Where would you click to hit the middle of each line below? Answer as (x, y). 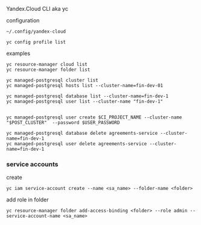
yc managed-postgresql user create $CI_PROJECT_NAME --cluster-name (94, 117)
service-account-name (33, 216)
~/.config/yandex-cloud (36, 31)
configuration (23, 20)
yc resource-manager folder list (48, 70)
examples (18, 53)
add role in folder (28, 200)
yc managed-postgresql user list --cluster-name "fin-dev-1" (85, 102)
